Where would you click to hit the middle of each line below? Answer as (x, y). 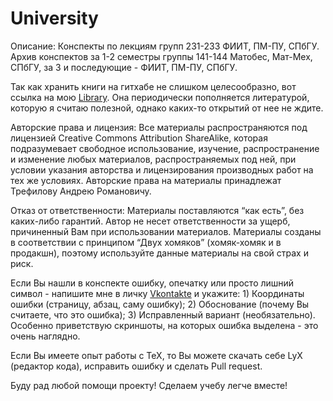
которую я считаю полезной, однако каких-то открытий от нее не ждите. (167, 108)
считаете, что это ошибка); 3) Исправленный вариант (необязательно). (163, 314)
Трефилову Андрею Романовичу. (81, 191)
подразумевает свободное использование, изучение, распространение (165, 148)
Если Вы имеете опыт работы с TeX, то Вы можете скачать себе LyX (156, 355)
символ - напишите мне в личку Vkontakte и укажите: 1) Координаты (157, 293)
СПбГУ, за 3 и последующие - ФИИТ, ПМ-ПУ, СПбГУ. (124, 67)
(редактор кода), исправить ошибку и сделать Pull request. (136, 366)
